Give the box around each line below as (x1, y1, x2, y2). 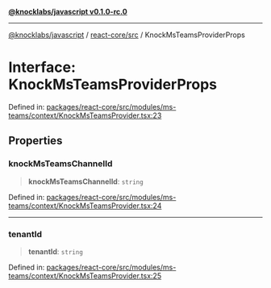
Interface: (8, 58, 77, 77)
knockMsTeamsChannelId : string (27, 177, 144, 186)
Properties (8, 134, 63, 148)
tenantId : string (27, 246, 83, 257)
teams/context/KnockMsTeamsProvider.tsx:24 (8, 201, 162, 211)
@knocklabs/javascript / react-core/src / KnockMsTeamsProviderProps (8, 30, 246, 40)
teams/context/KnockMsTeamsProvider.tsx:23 (8, 111, 162, 120)
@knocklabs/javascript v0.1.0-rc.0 (8, 7, 127, 16)
